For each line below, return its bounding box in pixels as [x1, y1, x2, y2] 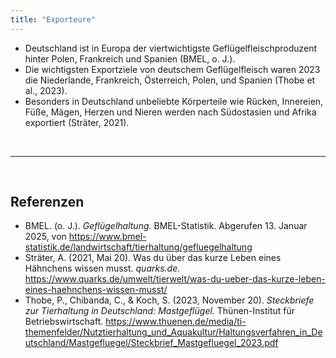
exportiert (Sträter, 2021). [24, 116, 130, 128]
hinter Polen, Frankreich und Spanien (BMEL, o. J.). [24, 52, 236, 65]
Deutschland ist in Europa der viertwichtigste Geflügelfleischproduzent [24, 42, 318, 54]
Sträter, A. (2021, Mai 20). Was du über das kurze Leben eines [24, 252, 282, 264]
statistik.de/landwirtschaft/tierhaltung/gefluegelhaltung [24, 241, 253, 253]
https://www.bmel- [68, 231, 147, 243]
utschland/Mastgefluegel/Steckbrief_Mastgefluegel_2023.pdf [24, 337, 279, 349]
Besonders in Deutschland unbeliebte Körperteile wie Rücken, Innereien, [24, 95, 324, 107]
